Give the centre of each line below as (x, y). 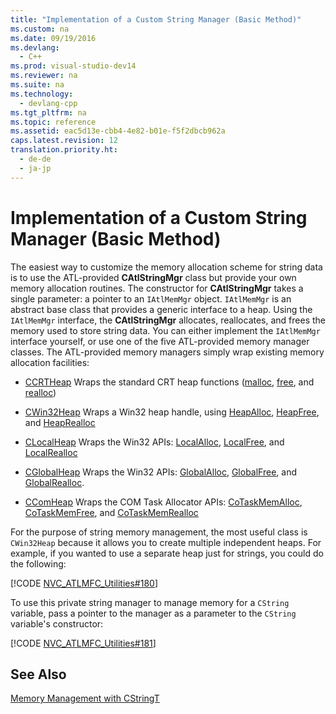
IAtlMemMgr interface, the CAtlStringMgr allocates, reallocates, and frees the (168, 320)
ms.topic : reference (53, 122)
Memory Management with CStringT (85, 698)
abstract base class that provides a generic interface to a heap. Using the (161, 309)
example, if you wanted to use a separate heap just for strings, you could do (167, 553)
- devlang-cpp (48, 103)
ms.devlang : (35, 47)
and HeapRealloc (60, 422)
